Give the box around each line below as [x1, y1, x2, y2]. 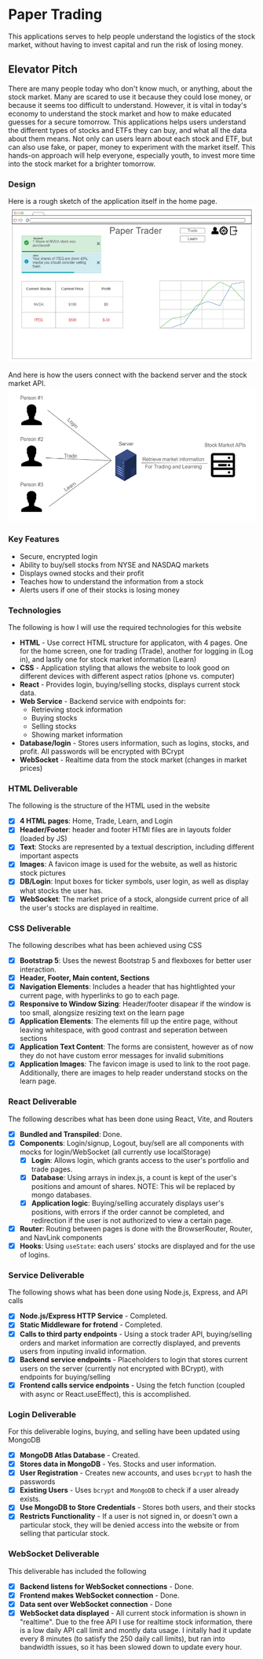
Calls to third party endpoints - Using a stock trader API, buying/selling [19, 1329, 253, 1339]
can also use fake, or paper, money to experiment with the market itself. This [8, 142, 256, 151]
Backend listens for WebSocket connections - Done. [19, 1581, 194, 1591]
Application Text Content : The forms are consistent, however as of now [19, 1042, 254, 1052]
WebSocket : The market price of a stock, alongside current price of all [19, 894, 249, 903]
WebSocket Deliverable [8, 1549, 100, 1560]
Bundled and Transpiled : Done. [19, 1129, 122, 1139]
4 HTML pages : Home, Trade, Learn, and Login [19, 817, 174, 826]
